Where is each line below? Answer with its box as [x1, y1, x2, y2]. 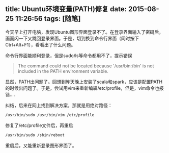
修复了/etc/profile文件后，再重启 [5, 122, 73, 129]
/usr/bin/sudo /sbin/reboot [5, 132, 65, 138]
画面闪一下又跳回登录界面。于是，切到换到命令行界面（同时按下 [5, 35, 139, 41]
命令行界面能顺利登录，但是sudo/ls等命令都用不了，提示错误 [5, 53, 132, 59]
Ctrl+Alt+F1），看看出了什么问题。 [5, 41, 76, 47]
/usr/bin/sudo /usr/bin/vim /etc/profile [5, 112, 95, 117]
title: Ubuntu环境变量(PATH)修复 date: [5, 5, 127, 14]
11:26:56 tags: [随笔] [15, 14, 81, 23]
